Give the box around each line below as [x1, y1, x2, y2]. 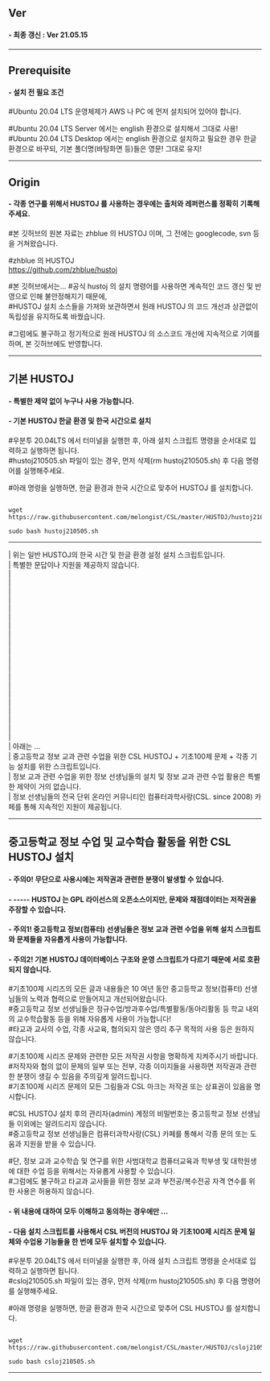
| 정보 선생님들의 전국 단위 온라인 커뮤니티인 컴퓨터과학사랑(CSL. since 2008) [8, 792, 253, 801]
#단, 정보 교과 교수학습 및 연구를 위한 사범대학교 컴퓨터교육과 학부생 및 [8, 1156, 229, 1166]
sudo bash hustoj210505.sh [8, 527, 99, 535]
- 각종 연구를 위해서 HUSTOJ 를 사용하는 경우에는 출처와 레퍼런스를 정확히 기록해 [8, 199, 260, 209]
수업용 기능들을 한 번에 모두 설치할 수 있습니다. [22, 1237, 167, 1246]
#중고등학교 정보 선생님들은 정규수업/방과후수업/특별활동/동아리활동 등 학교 [8, 1004, 244, 1014]
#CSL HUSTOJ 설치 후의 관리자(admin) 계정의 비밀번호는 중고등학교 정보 [8, 1109, 239, 1119]
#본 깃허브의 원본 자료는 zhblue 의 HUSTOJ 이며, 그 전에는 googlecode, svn [8, 228, 252, 238]
